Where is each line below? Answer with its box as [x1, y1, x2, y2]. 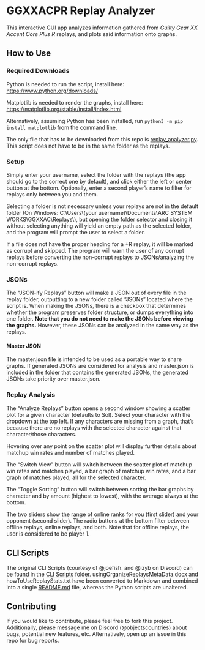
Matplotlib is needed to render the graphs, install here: [6, 99, 143, 106]
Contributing [6, 601, 56, 611]
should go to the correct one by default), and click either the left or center [6, 177, 192, 185]
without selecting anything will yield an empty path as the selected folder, [6, 222, 192, 230]
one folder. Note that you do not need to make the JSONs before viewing [6, 315, 193, 323]
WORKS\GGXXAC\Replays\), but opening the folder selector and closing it [6, 215, 193, 223]
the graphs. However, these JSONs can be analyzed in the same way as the [6, 322, 199, 329]
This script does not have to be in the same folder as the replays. [6, 142, 170, 149]
